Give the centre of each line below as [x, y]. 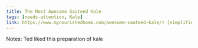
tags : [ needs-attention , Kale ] [44, 17]
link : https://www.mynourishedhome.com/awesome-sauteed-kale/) [85, 22]
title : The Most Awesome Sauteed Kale [54, 11]
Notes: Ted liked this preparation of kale [55, 39]
